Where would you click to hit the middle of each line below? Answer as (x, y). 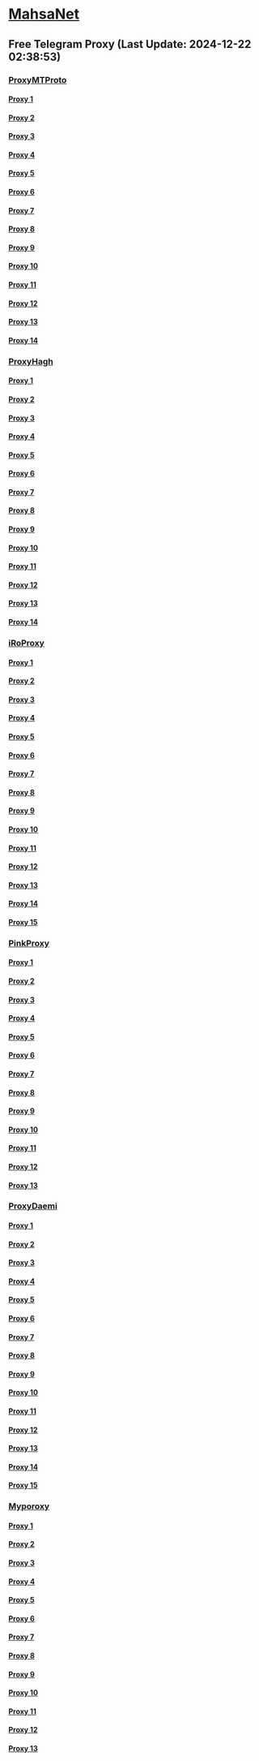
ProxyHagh (31, 361)
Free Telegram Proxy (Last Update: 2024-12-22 (130, 44)
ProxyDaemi (33, 1206)
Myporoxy (29, 1506)
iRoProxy (26, 643)
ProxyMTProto (38, 80)
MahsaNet (44, 14)
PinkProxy (29, 943)
